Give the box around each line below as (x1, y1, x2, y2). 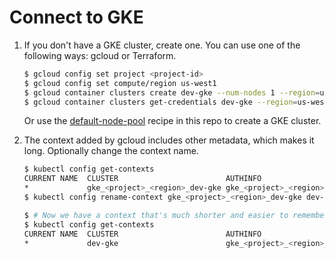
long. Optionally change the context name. (23, 145, 199, 157)
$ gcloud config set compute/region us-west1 (23, 78, 217, 88)
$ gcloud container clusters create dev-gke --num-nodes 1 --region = (23, 87, 321, 98)
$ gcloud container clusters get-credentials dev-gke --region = (23, 97, 298, 107)
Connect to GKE (9, 6, 144, 29)
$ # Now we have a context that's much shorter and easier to (23, 210, 289, 220)
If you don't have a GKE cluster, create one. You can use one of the (23, 39, 301, 51)
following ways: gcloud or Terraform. (23, 49, 177, 61)
